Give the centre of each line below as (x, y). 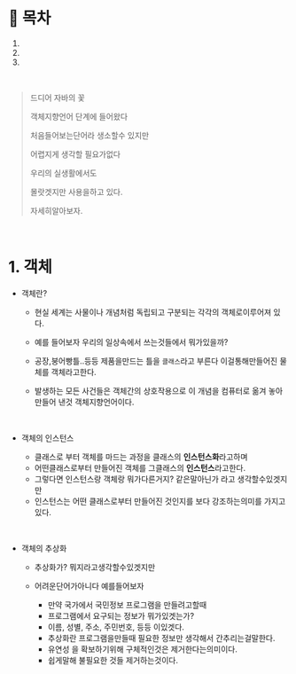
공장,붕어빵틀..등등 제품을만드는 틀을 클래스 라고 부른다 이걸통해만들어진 (156, 361)
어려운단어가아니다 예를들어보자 (89, 585)
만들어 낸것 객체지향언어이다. (84, 402)
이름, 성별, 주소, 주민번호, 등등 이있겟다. (116, 627)
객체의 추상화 (44, 548)
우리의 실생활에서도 (63, 173)
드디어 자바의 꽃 (57, 98)
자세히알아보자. (56, 210)
